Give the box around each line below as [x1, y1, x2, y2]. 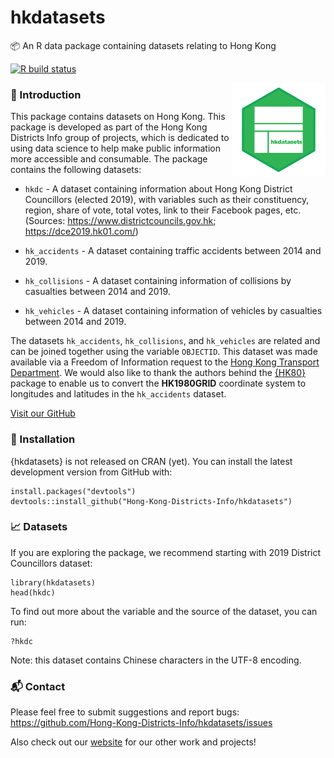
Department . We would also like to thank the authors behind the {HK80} [10, 367, 307, 379]
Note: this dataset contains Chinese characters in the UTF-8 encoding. [10, 654, 302, 666]
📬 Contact [10, 679, 66, 693]
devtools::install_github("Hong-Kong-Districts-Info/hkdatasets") [10, 496, 293, 506]
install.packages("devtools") [10, 486, 137, 496]
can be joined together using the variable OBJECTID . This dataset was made [10, 346, 318, 358]
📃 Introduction [10, 87, 82, 101]
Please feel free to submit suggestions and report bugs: [10, 706, 240, 718]
